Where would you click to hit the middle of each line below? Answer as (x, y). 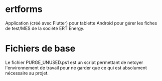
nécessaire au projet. (27, 73)
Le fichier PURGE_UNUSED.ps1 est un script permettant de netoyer (74, 62)
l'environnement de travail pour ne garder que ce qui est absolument (76, 67)
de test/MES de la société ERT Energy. (45, 28)
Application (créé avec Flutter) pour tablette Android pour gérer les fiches (81, 23)
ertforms (24, 9)
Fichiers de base (40, 49)
